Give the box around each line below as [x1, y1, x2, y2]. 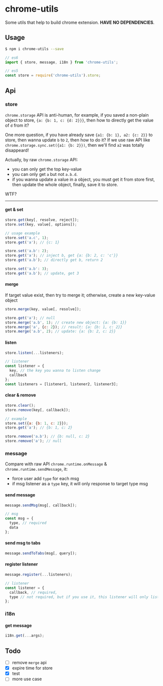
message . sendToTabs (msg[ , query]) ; [5, 550, 77, 556]
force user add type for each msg [12, 476, 79, 481]
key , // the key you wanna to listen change [9, 368, 101, 373]
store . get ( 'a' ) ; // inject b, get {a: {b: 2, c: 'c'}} [5, 253, 118, 258]
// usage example [5, 231, 40, 236]
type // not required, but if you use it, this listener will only [9, 594, 149, 600]
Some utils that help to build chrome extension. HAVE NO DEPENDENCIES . [5, 19, 155, 25]
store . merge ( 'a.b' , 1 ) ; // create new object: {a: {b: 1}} [5, 320, 127, 325]
